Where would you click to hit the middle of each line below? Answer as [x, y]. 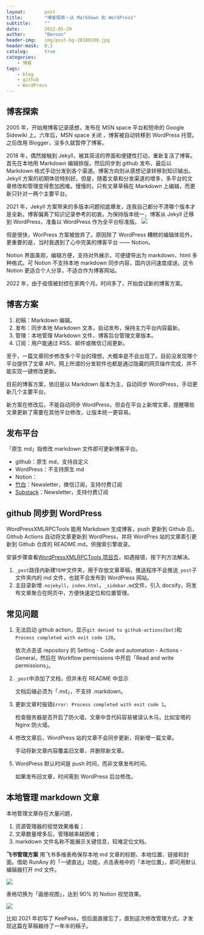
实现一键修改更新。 [35, 371]
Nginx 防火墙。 [34, 725]
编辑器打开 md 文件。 [33, 869]
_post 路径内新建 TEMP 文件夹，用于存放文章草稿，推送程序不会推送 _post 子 [106, 570]
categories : [21, 57]
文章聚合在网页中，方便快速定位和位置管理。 [76, 593]
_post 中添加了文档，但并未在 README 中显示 [72, 678]
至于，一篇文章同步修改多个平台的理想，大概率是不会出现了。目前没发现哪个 [102, 356]
